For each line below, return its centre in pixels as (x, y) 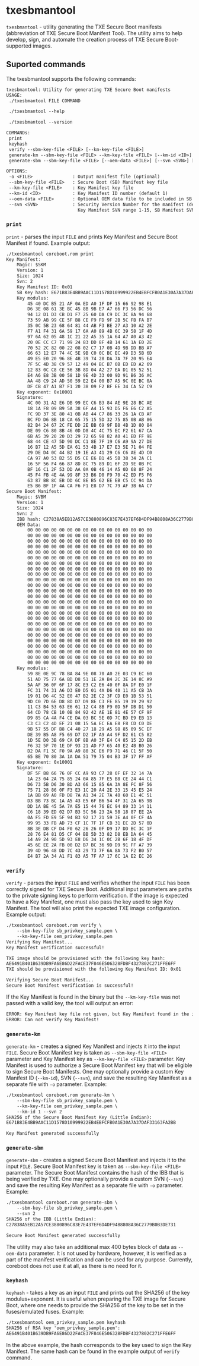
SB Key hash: (33, 292)
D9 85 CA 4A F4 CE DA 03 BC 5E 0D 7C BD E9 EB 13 (90, 718)
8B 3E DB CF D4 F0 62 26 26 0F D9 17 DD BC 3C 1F (90, 829)
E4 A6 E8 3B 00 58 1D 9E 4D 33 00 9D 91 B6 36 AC (90, 375)
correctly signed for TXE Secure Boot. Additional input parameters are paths (99, 889)
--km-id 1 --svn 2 (39, 1112)
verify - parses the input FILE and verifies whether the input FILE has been (98, 883)
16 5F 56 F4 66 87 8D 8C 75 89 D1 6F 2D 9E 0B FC (90, 464)
